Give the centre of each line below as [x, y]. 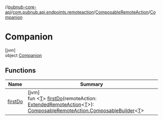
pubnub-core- [22, 7]
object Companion [24, 55]
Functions [21, 70]
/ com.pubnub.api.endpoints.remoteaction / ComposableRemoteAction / [81, 12]
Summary [91, 84]
